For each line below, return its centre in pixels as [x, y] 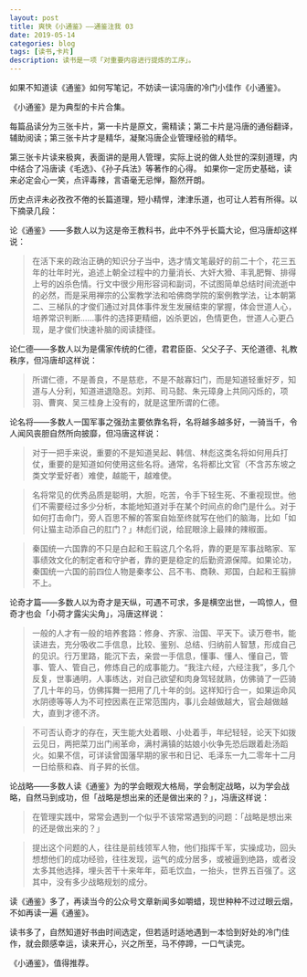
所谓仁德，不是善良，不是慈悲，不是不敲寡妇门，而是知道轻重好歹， [160, 379]
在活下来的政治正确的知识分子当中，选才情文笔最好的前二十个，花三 [160, 261]
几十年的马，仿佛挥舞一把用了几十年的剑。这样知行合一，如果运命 [164, 690]
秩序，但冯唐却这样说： [53, 360]
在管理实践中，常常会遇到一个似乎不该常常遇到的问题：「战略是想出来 [162, 817]
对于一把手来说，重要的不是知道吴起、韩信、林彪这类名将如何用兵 [156, 452]
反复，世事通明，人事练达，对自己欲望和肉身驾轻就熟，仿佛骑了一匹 [160, 678]
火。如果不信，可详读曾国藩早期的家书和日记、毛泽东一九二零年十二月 [164, 755]
